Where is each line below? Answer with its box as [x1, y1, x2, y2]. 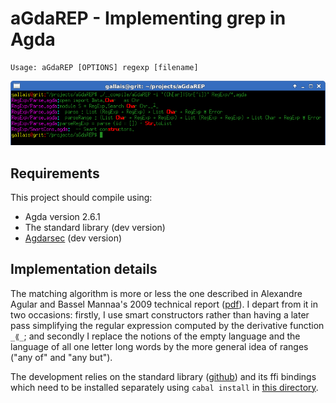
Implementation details [10, 261, 158, 278]
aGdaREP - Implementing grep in [10, 7, 287, 30]
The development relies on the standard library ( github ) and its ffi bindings [10, 370, 317, 382]
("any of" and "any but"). [10, 351, 113, 363]
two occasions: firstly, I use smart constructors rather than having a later [10, 308, 310, 321]
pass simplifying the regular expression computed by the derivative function [10, 319, 325, 331]
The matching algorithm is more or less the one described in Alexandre [10, 287, 303, 299]
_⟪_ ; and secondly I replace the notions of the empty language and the [10, 330, 301, 342]
